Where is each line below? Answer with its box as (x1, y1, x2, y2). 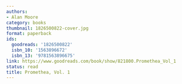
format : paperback (6, 31, 52, 37)
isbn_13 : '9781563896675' (11, 53, 76, 59)
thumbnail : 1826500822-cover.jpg (6, 25, 89, 31)
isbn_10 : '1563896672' (11, 47, 68, 53)
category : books (6, 20, 46, 25)
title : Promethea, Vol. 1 (6, 69, 70, 75)
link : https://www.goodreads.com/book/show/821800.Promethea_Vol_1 (6, 58, 177, 64)
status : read (6, 63, 39, 70)
